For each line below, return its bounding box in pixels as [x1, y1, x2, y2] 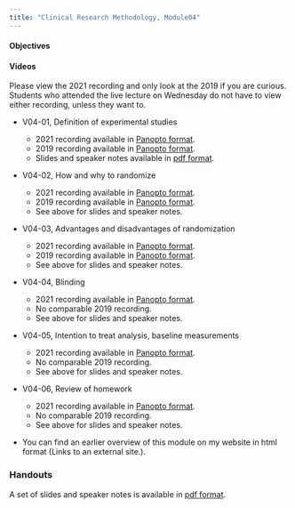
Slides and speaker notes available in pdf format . [35, 153, 215, 164]
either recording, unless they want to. [9, 100, 147, 110]
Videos [9, 60, 36, 71]
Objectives [9, 41, 51, 52]
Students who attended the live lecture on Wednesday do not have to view [9, 90, 282, 101]
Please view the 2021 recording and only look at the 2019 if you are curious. [9, 81, 287, 92]
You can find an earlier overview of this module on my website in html [21, 437, 278, 448]
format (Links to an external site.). [21, 447, 147, 457]
